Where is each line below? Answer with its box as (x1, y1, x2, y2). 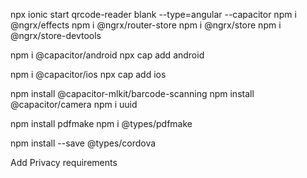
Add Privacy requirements (10, 157, 118, 168)
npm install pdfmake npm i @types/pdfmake (10, 118, 193, 129)
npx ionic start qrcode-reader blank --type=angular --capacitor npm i (10, 9, 297, 20)
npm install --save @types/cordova (10, 137, 157, 149)
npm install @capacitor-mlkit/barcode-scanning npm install (10, 88, 255, 99)
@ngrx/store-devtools (10, 30, 102, 41)
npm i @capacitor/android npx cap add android (10, 49, 205, 61)
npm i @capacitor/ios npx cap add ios (10, 69, 167, 80)
